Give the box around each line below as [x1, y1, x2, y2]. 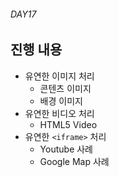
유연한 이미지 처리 [24, 70, 95, 82]
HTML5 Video [39, 118, 98, 130]
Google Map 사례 [39, 155, 110, 167]
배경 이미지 [39, 95, 83, 107]
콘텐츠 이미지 [39, 82, 92, 94]
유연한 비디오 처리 [24, 107, 95, 119]
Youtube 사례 [39, 143, 93, 155]
